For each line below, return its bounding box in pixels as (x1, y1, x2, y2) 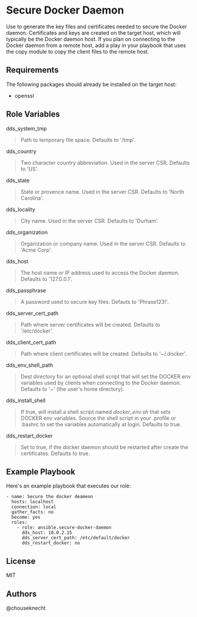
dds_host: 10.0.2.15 (21, 530, 72, 536)
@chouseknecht (6, 605, 46, 611)
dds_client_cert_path (6, 339, 56, 346)
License (6, 556, 36, 566)
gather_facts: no (11, 509, 54, 515)
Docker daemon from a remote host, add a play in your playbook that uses (6, 42, 186, 49)
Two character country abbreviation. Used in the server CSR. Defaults (20, 159, 190, 166)
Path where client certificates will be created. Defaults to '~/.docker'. (20, 350, 187, 357)
